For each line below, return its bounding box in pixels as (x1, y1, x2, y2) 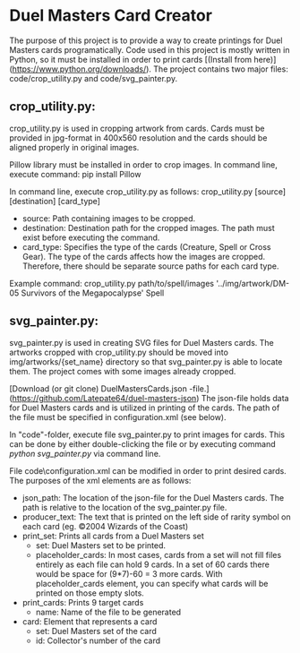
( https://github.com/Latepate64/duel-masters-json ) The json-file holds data (9, 392, 289, 403)
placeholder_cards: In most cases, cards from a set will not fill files (35, 549, 282, 560)
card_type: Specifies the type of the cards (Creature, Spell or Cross (21, 241, 271, 252)
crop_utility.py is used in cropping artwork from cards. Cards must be (9, 123, 265, 133)
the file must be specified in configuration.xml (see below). (9, 411, 227, 422)
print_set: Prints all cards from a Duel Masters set (21, 530, 204, 541)
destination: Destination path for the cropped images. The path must (21, 222, 275, 233)
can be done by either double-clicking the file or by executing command (9, 438, 276, 449)
